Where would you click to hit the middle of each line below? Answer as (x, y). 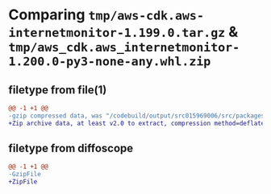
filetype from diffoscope (71, 149)
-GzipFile (25, 175)
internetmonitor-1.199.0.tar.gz (117, 33)
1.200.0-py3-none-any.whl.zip (110, 62)
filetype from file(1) (58, 90)
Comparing (47, 15)
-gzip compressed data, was (56, 116)
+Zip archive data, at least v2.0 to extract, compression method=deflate (137, 123)
